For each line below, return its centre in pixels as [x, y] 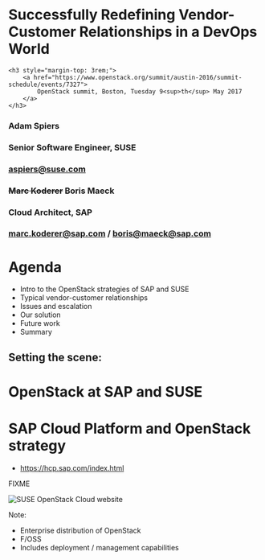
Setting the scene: [55, 357]
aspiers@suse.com [47, 169]
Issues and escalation [56, 307]
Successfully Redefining [92, 15]
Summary [36, 332]
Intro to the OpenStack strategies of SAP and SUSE [104, 289]
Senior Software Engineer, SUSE [72, 147]
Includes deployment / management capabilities [99, 547]
